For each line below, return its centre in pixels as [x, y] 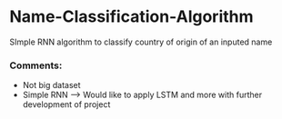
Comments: [36, 65]
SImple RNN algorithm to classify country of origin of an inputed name [141, 42]
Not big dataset [51, 85]
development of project [66, 104]
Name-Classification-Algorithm [131, 17]
